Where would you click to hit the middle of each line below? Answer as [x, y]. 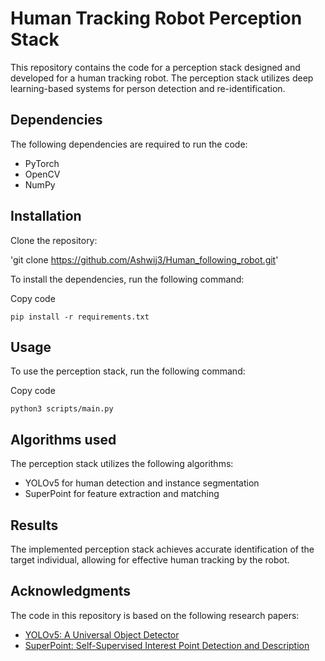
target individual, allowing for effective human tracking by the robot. [150, 560]
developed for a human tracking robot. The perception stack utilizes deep [162, 78]
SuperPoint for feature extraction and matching [122, 494]
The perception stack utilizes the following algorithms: [122, 464]
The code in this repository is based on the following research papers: [155, 615]
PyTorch [42, 163]
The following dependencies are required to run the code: [129, 144]
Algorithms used [63, 439]
